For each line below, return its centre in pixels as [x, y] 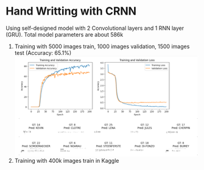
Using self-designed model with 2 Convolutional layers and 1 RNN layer [95, 28]
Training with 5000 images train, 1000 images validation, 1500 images [102, 46]
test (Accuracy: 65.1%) [43, 52]
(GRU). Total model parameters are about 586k [65, 34]
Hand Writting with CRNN [71, 11]
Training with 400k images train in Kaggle [67, 161]
